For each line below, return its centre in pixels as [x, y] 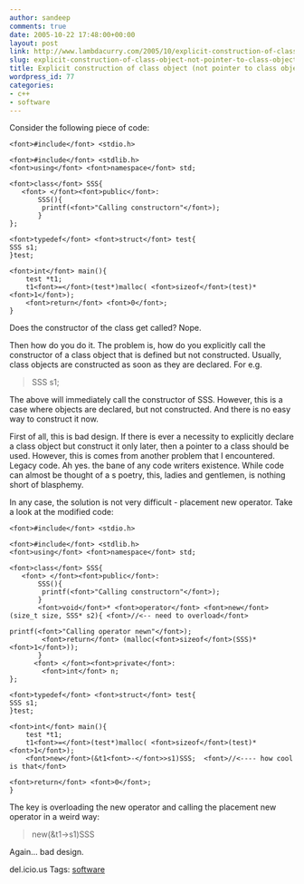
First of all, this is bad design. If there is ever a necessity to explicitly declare [152, 437]
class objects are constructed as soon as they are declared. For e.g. [136, 364]
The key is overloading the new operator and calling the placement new [143, 807]
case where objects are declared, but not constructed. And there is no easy [150, 410]
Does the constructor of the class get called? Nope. [105, 328]
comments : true [38, 26]
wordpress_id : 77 [42, 77]
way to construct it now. [54, 419]
